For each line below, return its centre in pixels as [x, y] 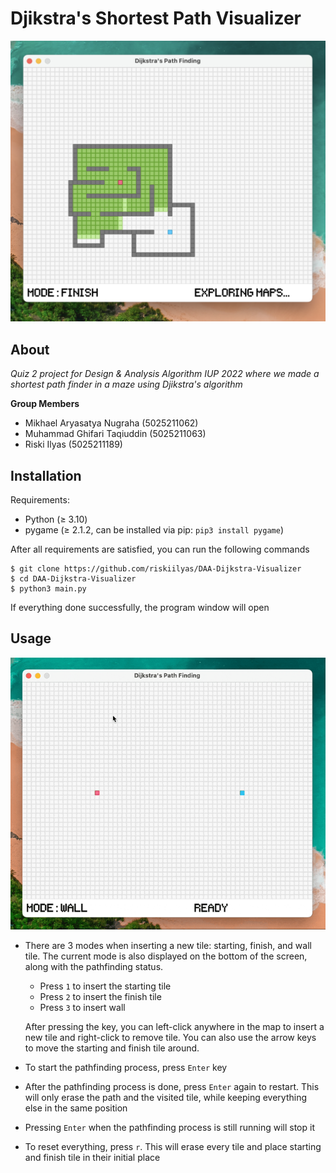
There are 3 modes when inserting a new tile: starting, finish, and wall [168, 946]
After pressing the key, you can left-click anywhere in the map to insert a [174, 1027]
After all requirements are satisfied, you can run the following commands [160, 549]
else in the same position [76, 1108]
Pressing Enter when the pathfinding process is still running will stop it [169, 1128]
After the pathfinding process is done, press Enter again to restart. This [172, 1087]
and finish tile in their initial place [92, 1158]
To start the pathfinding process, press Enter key [126, 1068]
